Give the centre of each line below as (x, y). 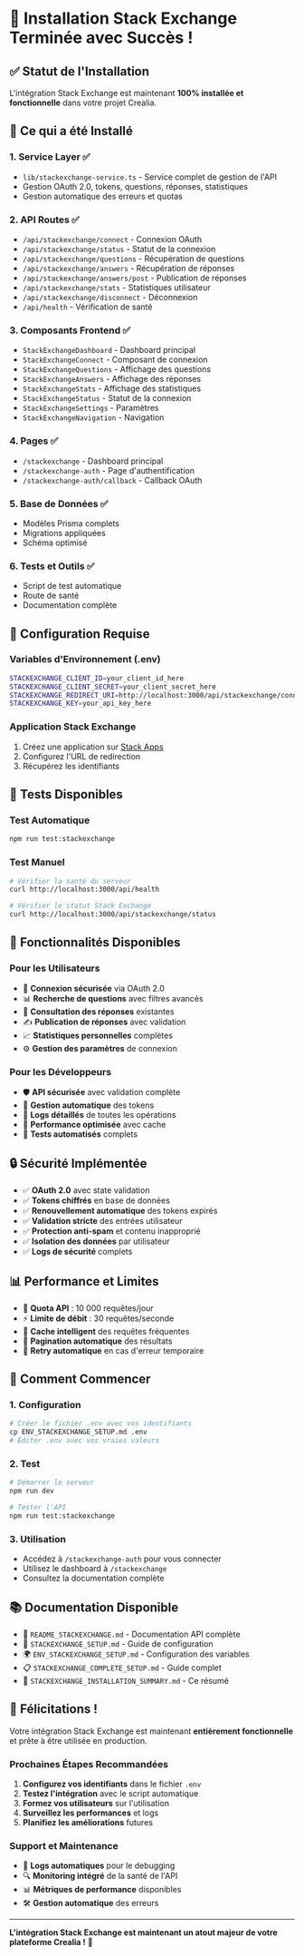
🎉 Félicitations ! (53, 1709)
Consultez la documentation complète (93, 1579)
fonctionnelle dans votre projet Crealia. (83, 103)
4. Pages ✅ (34, 441)
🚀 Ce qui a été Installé (71, 131)
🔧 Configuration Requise (80, 634)
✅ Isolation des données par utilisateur (96, 1241)
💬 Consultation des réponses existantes (98, 1012)
